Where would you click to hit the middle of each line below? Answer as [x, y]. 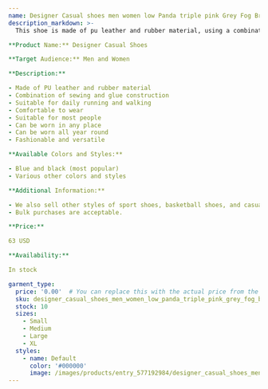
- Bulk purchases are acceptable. [66, 212]
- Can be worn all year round [59, 132]
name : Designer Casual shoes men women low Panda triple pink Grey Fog [130, 16]
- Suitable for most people [55, 118]
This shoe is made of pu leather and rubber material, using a [122, 30]
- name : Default [50, 358]
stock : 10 [32, 306]
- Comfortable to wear [46, 110]
